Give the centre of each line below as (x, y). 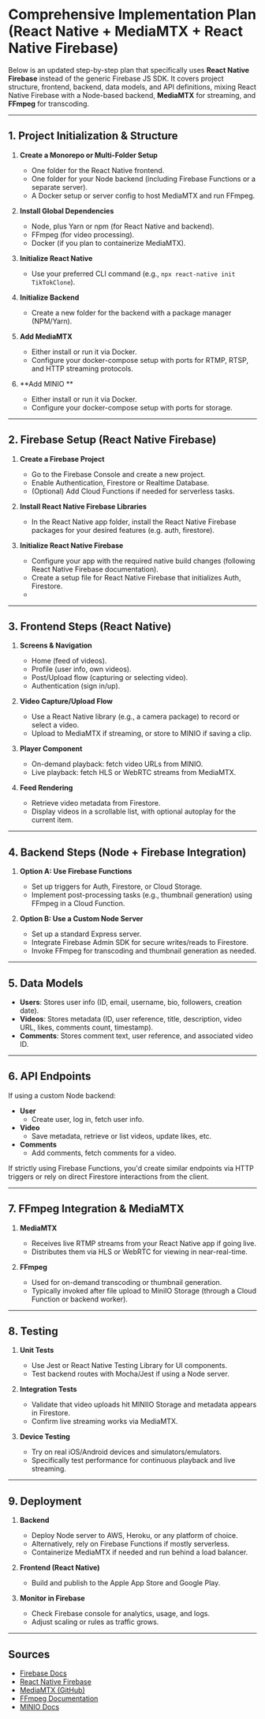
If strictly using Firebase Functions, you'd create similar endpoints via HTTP (131, 1168)
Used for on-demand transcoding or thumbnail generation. (127, 1282)
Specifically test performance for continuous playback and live (133, 1460)
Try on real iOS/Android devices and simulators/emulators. (127, 1452)
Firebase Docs (43, 1673)
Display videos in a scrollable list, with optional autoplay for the (134, 811)
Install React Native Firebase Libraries (83, 506)
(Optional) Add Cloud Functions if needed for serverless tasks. (133, 491)
